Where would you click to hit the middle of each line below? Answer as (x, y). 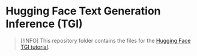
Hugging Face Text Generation (83, 11)
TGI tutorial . (35, 47)
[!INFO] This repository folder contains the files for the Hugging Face (105, 40)
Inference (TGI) (44, 24)
